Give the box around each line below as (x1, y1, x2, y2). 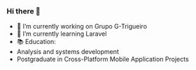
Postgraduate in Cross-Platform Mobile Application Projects (16, 55, 190, 64)
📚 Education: (16, 38, 57, 46)
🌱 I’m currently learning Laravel (16, 29, 107, 38)
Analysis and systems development (16, 48, 120, 56)
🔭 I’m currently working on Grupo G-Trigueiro (16, 22, 148, 31)
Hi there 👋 (6, 6, 41, 16)
